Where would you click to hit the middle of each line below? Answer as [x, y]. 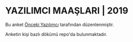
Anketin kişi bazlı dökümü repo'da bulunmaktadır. [56, 34]
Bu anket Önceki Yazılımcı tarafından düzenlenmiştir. [60, 24]
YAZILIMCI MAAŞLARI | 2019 [67, 11]
